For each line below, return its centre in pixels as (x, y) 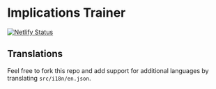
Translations (35, 54)
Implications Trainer (67, 13)
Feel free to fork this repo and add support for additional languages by (108, 70)
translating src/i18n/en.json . (49, 78)
